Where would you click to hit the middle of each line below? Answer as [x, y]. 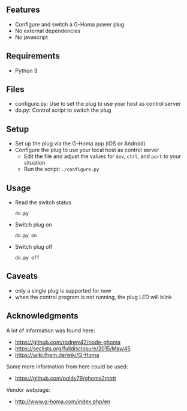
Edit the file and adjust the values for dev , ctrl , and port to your [102, 156]
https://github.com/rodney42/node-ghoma [68, 342]
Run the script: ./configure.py [61, 169]
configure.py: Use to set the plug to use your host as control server [98, 104]
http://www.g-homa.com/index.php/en [63, 401]
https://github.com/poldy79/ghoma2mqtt [66, 378]
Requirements [33, 56]
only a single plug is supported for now [63, 290]
